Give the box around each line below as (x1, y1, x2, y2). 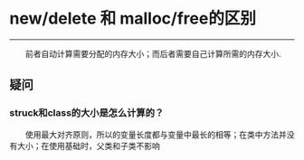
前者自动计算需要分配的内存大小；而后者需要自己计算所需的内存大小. (25, 48, 282, 59)
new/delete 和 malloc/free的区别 (9, 8, 256, 29)
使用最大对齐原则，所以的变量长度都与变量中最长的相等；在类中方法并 (25, 128, 287, 140)
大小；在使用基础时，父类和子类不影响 (16, 140, 160, 151)
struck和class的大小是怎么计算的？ (9, 107, 165, 119)
